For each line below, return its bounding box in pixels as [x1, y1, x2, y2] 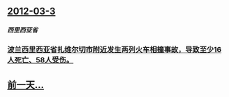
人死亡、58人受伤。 [7, 55, 74, 65]
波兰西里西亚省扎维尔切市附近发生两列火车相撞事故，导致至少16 [7, 45, 222, 55]
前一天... [7, 79, 45, 91]
